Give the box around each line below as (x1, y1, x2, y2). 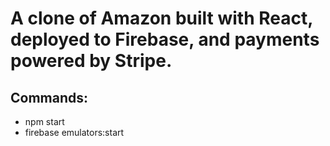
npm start (24, 116, 65, 127)
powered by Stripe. (10, 50, 173, 72)
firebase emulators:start (24, 127, 125, 138)
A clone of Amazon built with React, (10, 7, 313, 30)
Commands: (10, 89, 89, 106)
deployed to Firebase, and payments (10, 28, 320, 51)
